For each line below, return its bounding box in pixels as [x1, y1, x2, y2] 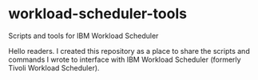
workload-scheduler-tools [8, 5, 188, 23]
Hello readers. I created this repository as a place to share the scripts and [8, 46, 250, 55]
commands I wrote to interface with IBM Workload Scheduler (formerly [8, 55, 241, 64]
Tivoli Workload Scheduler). [8, 63, 100, 72]
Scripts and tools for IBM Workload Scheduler [8, 31, 159, 40]
